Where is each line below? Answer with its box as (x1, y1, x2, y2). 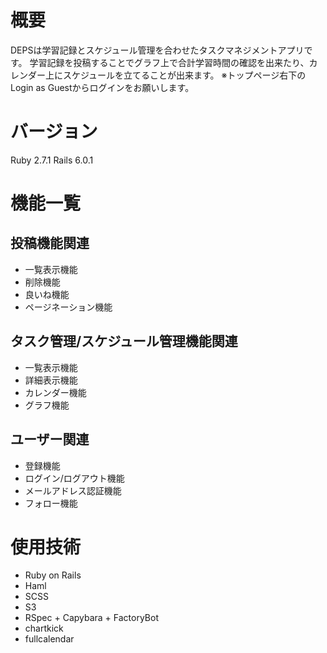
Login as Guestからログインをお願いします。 (10, 81, 195, 93)
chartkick (24, 622, 64, 635)
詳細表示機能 (24, 374, 78, 386)
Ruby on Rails (24, 569, 82, 581)
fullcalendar (24, 633, 75, 645)
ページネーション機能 (24, 301, 113, 313)
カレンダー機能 (24, 386, 87, 398)
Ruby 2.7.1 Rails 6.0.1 (10, 154, 94, 166)
